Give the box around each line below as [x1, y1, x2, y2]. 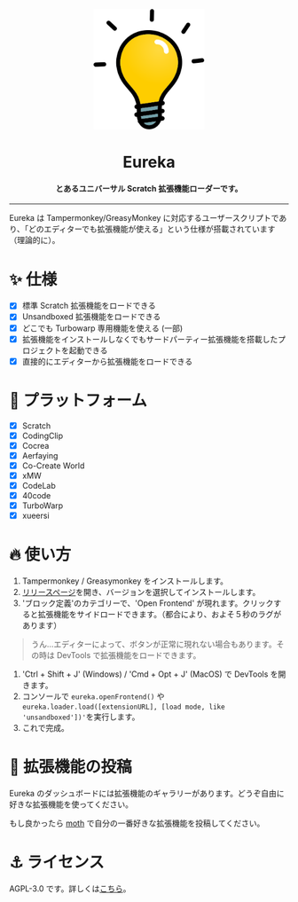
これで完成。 [21, 723, 69, 733]
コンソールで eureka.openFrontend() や [21, 691, 166, 702]
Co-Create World [21, 460, 85, 471]
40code [21, 490, 51, 501]
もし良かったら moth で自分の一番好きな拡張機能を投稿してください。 [9, 818, 265, 828]
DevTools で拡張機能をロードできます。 [56, 650, 201, 661]
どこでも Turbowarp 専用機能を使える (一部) [21, 323, 184, 333]
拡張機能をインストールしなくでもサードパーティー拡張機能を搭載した [21, 333, 278, 344]
